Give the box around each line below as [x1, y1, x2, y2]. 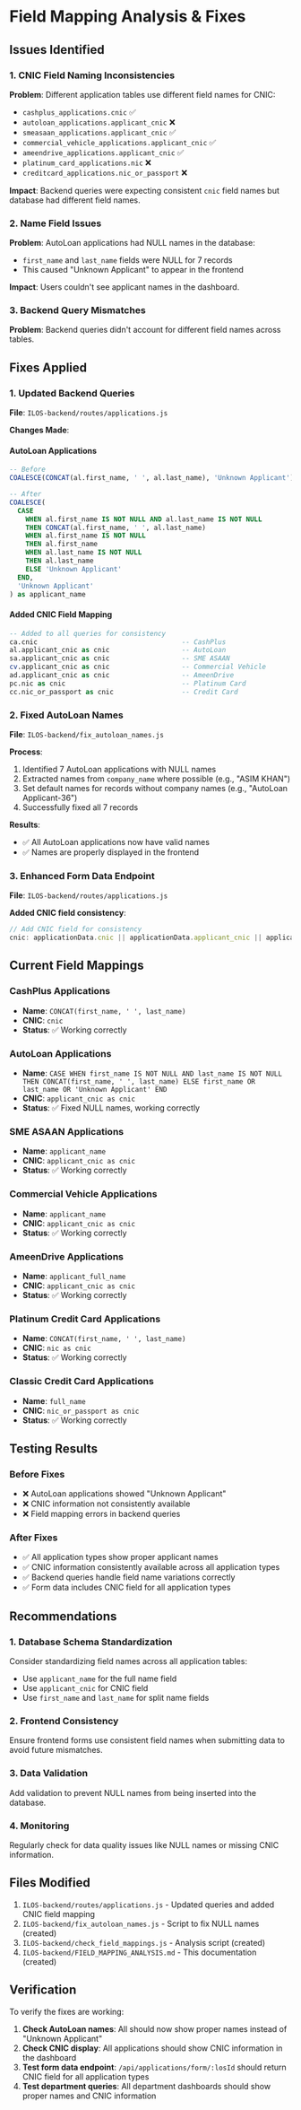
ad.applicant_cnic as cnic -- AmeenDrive [9, 671, 235, 680]
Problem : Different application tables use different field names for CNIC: [9, 89, 276, 100]
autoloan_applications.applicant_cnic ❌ [21, 117, 176, 127]
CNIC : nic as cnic [21, 1343, 91, 1354]
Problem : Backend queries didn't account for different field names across [9, 325, 281, 336]
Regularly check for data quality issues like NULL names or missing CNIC [9, 1840, 279, 1851]
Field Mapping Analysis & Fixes [9, 6, 246, 27]
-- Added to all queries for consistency [9, 629, 167, 638]
